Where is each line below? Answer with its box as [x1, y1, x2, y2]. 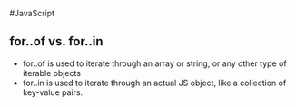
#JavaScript [9, 8, 55, 18]
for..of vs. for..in [9, 34, 104, 49]
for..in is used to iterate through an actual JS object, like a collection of [22, 77, 287, 88]
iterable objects [22, 67, 82, 78]
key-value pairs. [22, 86, 84, 98]
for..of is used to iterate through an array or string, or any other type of [22, 58, 288, 69]
